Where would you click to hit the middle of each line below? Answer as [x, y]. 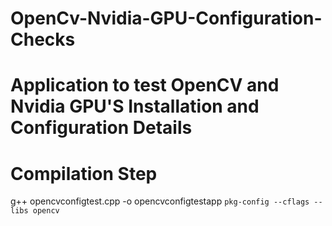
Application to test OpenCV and [145, 85]
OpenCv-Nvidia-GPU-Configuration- [166, 18]
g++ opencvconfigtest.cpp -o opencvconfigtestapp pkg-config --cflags [160, 201]
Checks [43, 39]
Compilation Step [84, 173]
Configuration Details [101, 128]
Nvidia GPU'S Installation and [135, 106]
